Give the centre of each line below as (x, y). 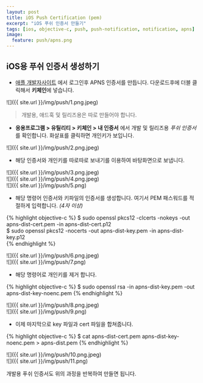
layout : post (23, 12)
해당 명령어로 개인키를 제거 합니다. (56, 274)
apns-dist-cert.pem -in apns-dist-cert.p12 (59, 224)
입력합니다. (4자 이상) (57, 206)
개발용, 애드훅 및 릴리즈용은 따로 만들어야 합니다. (79, 115)
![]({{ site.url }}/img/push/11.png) (47, 361)
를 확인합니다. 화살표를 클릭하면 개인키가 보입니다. (74, 135)
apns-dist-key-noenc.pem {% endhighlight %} (65, 293)
